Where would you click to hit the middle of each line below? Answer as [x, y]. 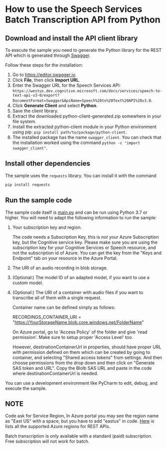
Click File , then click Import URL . [46, 80]
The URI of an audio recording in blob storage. [60, 268]
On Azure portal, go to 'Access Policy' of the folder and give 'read [80, 332]
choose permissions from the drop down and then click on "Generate [83, 363]
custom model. [28, 283]
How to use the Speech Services [74, 9]
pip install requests [28, 185]
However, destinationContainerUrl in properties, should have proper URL [87, 347]
